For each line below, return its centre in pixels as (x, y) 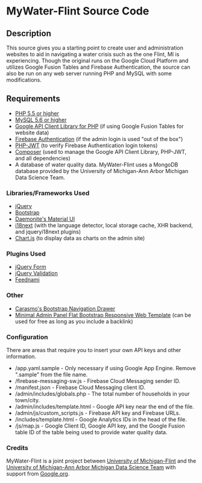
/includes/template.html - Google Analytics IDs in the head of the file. (101, 419)
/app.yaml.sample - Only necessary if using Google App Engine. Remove (105, 368)
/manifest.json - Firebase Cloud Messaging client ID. (80, 387)
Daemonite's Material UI (45, 219)
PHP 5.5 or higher (37, 113)
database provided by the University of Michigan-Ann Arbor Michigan (102, 171)
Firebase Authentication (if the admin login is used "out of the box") (99, 139)
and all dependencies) (43, 158)
